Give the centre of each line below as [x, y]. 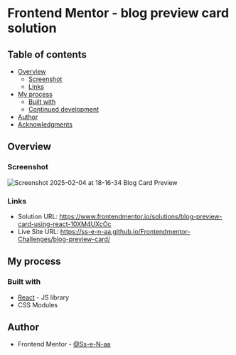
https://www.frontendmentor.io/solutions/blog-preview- [141, 216]
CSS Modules [38, 304]
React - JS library [43, 297]
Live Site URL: [38, 231]
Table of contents [47, 54]
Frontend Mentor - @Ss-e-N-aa [64, 344]
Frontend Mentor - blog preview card [118, 13]
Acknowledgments [45, 124]
